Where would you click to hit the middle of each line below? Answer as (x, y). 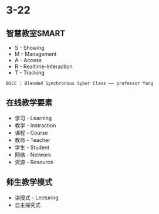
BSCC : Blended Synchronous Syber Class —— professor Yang (80, 83)
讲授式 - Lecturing (36, 198)
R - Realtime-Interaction (43, 66)
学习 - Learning (33, 118)
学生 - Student (32, 147)
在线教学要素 (29, 103)
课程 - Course (31, 133)
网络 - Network (33, 154)
